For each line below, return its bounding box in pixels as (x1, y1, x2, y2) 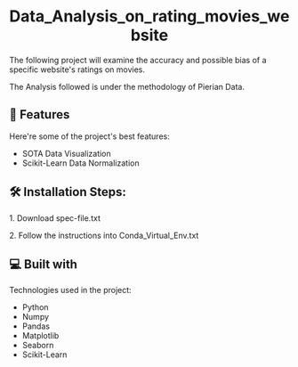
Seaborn (21, 340, 54, 351)
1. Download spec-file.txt (9, 212, 101, 224)
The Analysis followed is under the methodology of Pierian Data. (9, 81, 245, 92)
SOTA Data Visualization (21, 148, 111, 159)
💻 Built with (9, 257, 78, 272)
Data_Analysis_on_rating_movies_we (9, 6, 290, 27)
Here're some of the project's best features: (9, 131, 171, 142)
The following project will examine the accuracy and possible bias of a (9, 54, 267, 65)
